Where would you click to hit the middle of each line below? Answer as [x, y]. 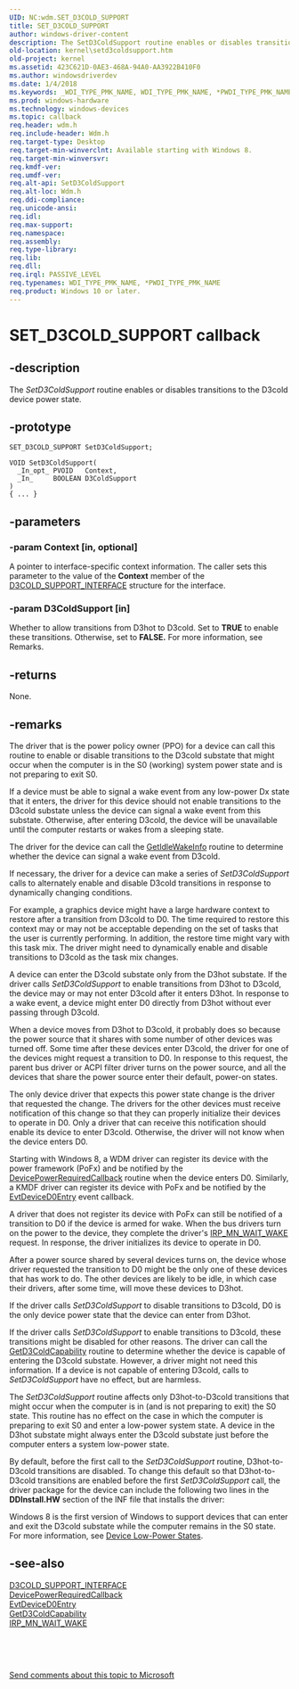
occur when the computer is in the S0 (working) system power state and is [146, 764]
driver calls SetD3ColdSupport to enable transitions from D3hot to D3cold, [145, 984]
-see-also [37, 1564]
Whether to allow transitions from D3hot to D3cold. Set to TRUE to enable [144, 628]
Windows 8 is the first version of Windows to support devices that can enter [149, 1516]
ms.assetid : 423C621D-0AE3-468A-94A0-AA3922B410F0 [105, 68]
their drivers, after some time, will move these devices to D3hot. [126, 1288]
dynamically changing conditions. [71, 892]
